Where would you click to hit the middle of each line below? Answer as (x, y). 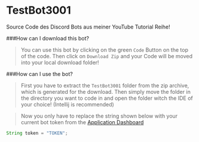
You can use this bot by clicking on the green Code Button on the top (104, 50)
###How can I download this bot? (48, 38)
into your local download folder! (60, 62)
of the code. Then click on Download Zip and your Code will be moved (107, 56)
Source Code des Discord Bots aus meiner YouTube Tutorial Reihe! (88, 27)
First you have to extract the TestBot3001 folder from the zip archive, (105, 85)
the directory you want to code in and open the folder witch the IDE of (107, 98)
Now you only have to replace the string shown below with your (99, 116)
